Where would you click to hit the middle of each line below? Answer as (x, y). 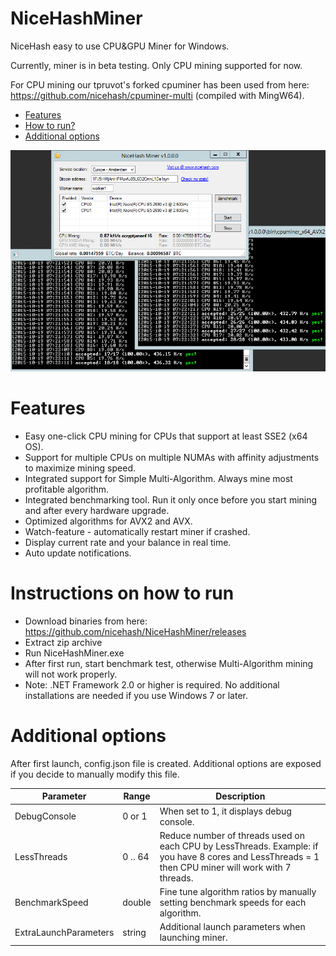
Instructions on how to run (122, 593)
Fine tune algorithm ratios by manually (238, 892)
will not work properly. (71, 674)
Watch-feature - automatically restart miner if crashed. (137, 531)
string (134, 932)
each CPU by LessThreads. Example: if (239, 846)
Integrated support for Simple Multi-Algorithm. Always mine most (158, 478)
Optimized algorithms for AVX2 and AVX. (108, 521)
